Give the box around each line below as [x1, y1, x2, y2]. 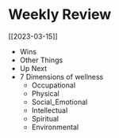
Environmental [31, 122, 79, 132]
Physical [31, 88, 59, 98]
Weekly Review [8, 6, 112, 24]
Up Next [19, 63, 48, 73]
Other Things [19, 55, 63, 65]
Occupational [31, 80, 76, 90]
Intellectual [31, 105, 68, 115]
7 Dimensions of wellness [19, 72, 104, 81]
